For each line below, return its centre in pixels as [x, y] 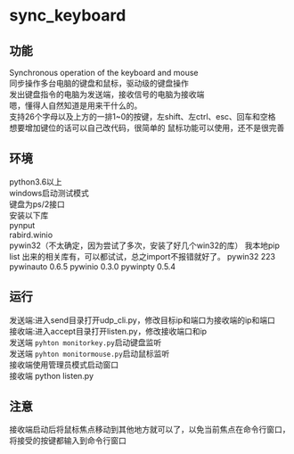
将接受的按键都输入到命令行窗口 [68, 441]
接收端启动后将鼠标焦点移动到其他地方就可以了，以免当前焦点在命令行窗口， [150, 430]
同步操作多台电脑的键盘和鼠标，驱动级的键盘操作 [99, 83]
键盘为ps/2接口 [37, 204]
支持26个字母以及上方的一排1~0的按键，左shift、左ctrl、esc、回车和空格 [143, 116]
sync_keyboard [68, 16]
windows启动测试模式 [49, 193]
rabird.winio [31, 235]
